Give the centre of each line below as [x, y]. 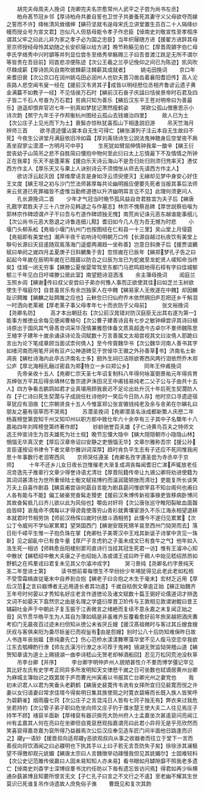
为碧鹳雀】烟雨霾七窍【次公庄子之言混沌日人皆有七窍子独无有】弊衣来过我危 [102, 700]
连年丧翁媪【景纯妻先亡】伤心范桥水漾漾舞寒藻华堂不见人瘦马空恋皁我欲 [107, 639]
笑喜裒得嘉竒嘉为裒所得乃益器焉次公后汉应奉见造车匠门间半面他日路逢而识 [99, 730]
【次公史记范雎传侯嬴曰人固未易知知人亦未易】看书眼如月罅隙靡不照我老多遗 [102, 761]
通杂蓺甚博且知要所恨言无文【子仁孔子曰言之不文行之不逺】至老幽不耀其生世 [102, 776]
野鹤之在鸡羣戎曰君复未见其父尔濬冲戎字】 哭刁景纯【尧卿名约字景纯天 [100, 563]
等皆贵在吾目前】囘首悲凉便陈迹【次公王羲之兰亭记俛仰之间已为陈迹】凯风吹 [102, 62]
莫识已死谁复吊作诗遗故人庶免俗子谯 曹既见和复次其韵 [79, 784]
